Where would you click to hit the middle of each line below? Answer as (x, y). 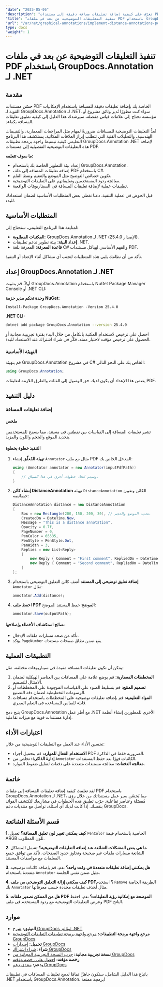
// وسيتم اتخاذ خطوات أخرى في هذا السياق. (60, 477)
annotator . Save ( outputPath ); (42, 614)
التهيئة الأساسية (22, 352)
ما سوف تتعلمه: (19, 156)
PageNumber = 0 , (38, 532)
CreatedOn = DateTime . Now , (49, 518)
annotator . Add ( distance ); (38, 595)
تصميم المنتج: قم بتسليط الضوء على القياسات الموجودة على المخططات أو (79, 687)
